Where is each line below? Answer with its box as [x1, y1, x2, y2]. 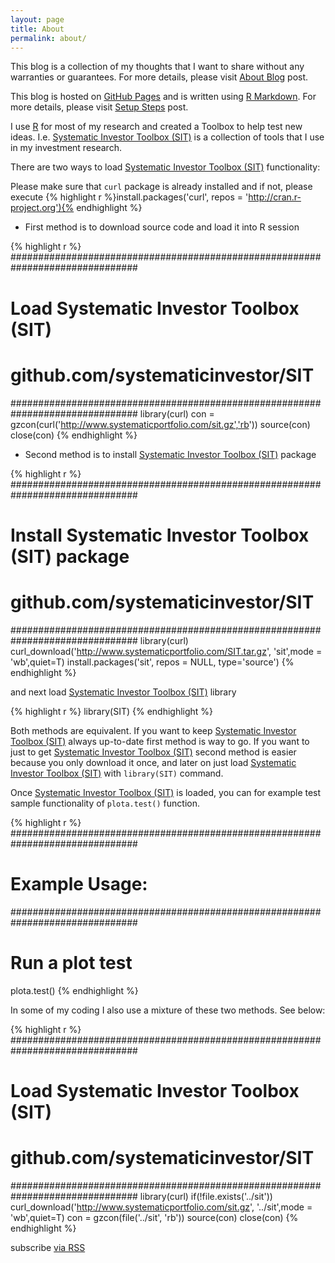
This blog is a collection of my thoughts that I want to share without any [10, 61, 305, 73]
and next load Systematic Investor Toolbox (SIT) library [10, 686, 237, 698]
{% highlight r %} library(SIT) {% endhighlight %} [10, 705, 214, 717]
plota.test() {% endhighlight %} [10, 984, 139, 996]
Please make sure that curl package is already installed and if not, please [10, 181, 313, 193]
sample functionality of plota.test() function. [10, 797, 201, 809]
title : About [10, 24, 65, 34]
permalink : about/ [10, 33, 87, 43]
